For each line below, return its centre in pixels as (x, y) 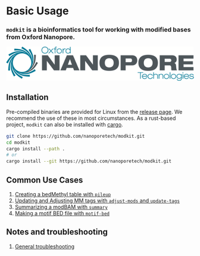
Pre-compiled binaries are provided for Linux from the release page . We (94, 112)
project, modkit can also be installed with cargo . (65, 124)
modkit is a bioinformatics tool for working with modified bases (99, 30)
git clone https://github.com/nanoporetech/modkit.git (76, 136)
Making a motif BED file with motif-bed (62, 214)
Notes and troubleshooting (57, 232)
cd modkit (18, 142)
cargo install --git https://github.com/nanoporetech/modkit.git (89, 161)
